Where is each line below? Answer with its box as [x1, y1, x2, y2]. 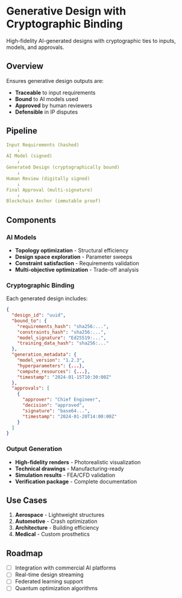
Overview [6, 61, 44, 71]
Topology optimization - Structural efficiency [14, 246, 128, 254]
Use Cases [6, 495, 48, 505]
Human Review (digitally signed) [6, 176, 90, 182]
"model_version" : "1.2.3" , [17, 357, 85, 364]
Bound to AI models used [14, 95, 78, 102]
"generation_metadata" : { [11, 352, 77, 358]
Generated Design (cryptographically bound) [6, 165, 120, 171]
